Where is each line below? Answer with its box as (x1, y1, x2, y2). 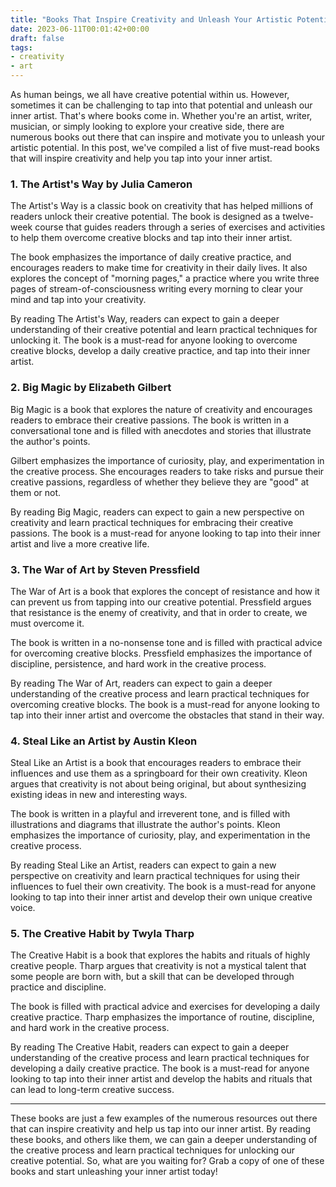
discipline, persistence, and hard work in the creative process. (10, 657, 267, 670)
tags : (10, 42, 33, 53)
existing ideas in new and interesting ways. (10, 789, 188, 801)
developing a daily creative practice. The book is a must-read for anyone (10, 1062, 310, 1075)
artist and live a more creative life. (10, 537, 150, 550)
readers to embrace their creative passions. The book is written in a (10, 414, 290, 426)
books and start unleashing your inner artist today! (10, 1166, 218, 1178)
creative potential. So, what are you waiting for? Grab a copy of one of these (10, 1155, 325, 1167)
